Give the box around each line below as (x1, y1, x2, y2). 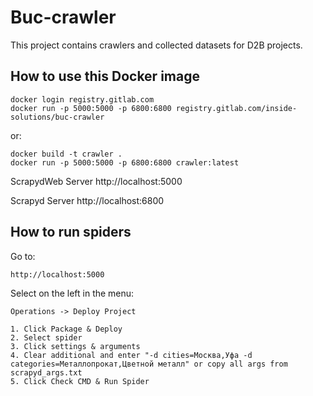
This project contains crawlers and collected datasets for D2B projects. (10, 39, 303, 51)
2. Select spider (10, 332, 83, 343)
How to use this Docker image (10, 68, 200, 85)
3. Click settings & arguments (10, 341, 141, 351)
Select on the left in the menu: (10, 287, 135, 299)
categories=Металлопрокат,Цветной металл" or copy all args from (10, 359, 288, 369)
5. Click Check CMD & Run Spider (10, 376, 150, 386)
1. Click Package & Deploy (10, 324, 123, 334)
